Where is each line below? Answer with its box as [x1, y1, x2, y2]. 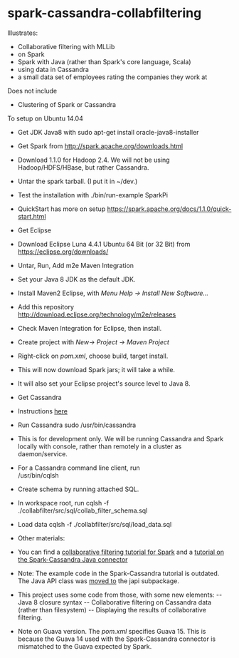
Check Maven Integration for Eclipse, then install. [17, 324, 162, 332]
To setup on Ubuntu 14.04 [7, 114, 83, 123]
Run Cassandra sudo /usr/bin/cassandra [17, 421, 137, 429]
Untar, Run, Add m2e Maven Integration [17, 261, 134, 269]
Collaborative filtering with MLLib [17, 42, 115, 51]
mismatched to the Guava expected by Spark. [17, 642, 152, 650]
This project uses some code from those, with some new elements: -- [17, 590, 223, 599]
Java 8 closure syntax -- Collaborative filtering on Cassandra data [17, 597, 212, 607]
